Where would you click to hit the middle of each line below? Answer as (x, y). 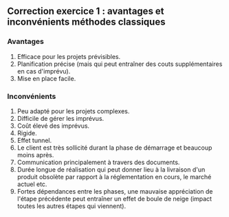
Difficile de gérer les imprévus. (61, 118)
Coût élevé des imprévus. (53, 126)
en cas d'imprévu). (44, 71)
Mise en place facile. (46, 78)
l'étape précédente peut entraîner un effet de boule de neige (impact (114, 198)
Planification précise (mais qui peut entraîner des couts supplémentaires (120, 64)
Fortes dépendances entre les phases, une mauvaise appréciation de (115, 191)
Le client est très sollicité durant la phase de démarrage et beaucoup (115, 148)
